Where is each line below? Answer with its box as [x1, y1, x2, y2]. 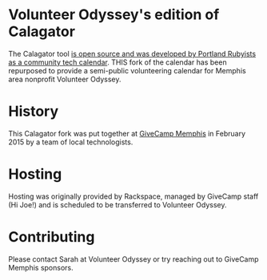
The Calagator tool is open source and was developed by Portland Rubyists [8, 49, 257, 58]
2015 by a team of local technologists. [8, 137, 133, 147]
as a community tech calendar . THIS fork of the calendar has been [8, 57, 227, 67]
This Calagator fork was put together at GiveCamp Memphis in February [8, 128, 246, 138]
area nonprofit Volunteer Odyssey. [8, 74, 122, 84]
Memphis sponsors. [8, 262, 74, 272]
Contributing [8, 228, 95, 246]
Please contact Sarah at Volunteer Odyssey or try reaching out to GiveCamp [8, 254, 259, 264]
